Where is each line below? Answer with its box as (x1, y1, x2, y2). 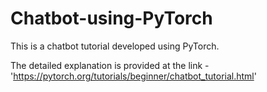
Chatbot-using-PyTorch (10, 7, 213, 30)
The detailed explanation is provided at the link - (10, 59, 210, 71)
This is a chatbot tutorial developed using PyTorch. (10, 40, 220, 52)
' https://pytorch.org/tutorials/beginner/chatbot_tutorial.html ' (10, 70, 257, 82)
